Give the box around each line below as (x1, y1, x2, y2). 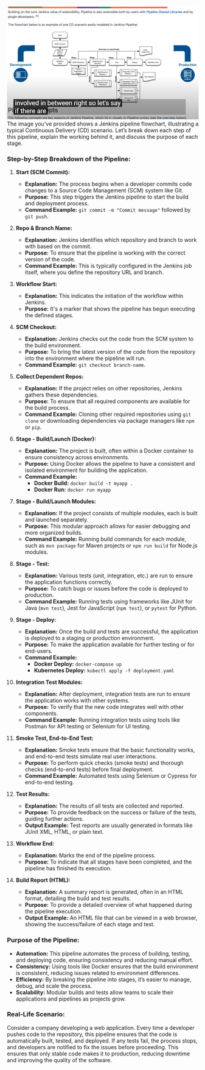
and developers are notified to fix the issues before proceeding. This (7, 1043, 179, 1051)
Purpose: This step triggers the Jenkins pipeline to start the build (24, 193, 189, 201)
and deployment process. (24, 200, 89, 207)
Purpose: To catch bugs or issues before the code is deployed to (24, 585, 189, 593)
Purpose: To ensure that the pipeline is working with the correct (24, 249, 186, 256)
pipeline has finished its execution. (24, 865, 112, 872)
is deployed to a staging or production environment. (24, 635, 155, 642)
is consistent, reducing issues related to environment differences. (15, 969, 180, 976)
